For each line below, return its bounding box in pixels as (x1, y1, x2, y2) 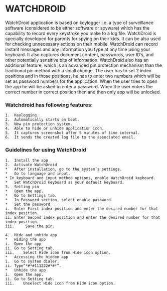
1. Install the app (5, 158, 49, 163)
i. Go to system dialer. (5, 259, 59, 264)
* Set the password (5, 202, 51, 207)
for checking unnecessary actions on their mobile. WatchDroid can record (5, 41, 158, 47)
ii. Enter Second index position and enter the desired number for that (5, 215, 160, 220)
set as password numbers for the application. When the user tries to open (5, 78, 158, 84)
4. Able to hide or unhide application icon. (5, 126, 104, 131)
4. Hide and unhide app (5, 232, 57, 237)
